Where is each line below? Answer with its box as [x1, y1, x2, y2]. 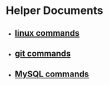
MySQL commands [14, 69, 89, 80]
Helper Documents [6, 4, 103, 18]
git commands [14, 48, 71, 58]
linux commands [14, 28, 80, 38]
